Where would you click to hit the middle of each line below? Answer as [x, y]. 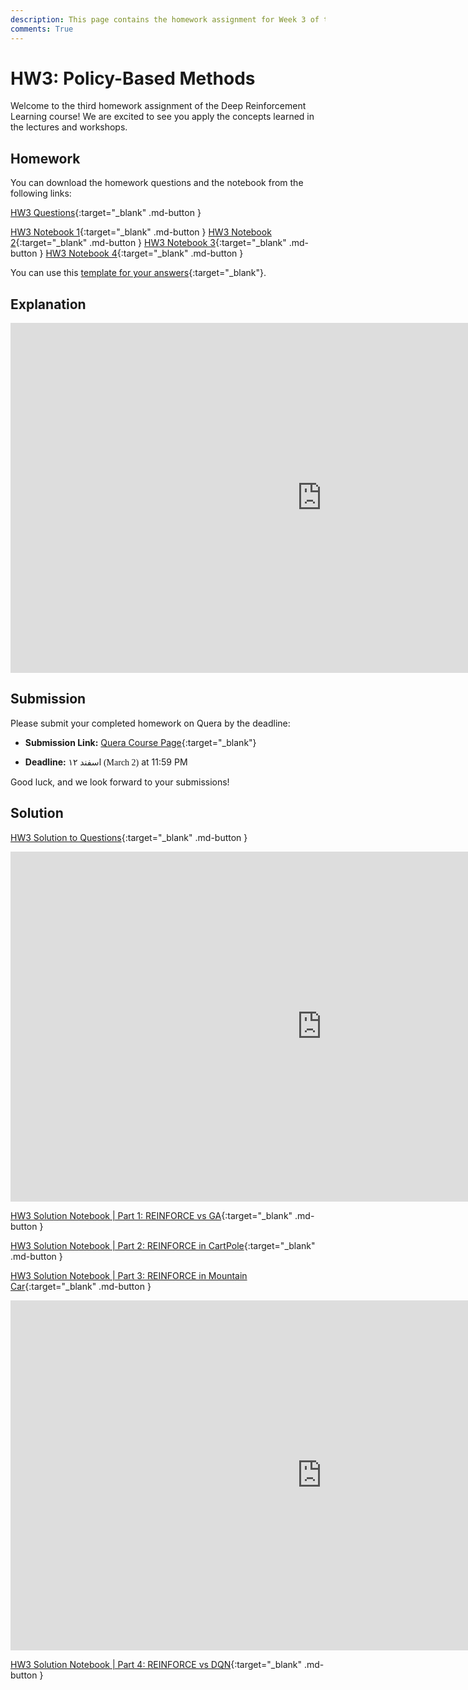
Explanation [48, 304]
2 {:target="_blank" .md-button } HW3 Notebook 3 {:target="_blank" [148, 243]
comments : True [42, 29]
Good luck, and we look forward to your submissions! [120, 782]
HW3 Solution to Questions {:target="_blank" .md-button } [129, 837]
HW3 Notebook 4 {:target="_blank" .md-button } [144, 253]
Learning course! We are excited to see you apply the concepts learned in [162, 117]
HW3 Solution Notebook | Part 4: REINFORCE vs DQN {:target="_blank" [156, 1664]
